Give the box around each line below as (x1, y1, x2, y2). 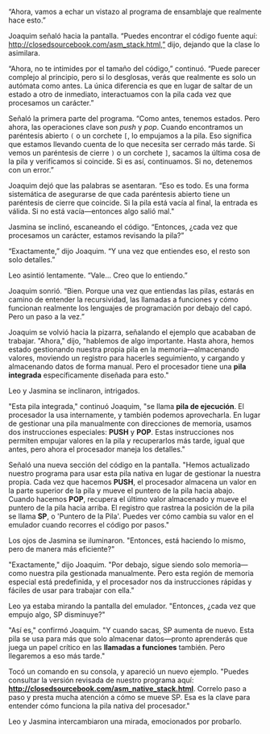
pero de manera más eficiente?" (8, 544, 115, 553)
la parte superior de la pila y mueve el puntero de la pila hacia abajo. (8, 486, 235, 495)
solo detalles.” (8, 255, 56, 265)
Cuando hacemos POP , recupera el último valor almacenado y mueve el (8, 494, 247, 503)
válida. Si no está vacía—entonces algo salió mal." (8, 206, 175, 216)
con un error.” (8, 165, 54, 174)
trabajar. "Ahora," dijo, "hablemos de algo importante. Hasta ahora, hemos (8, 336, 255, 345)
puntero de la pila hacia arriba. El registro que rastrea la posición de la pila (8, 503, 255, 512)
